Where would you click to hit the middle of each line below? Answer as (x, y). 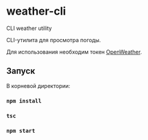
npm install (24, 101)
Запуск (21, 71)
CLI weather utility (29, 28)
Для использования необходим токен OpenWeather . (74, 52)
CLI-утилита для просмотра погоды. (54, 40)
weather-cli (36, 11)
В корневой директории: (38, 86)
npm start (21, 131)
